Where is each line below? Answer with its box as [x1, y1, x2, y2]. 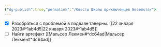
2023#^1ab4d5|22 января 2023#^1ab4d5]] [11, 26, 98, 31]
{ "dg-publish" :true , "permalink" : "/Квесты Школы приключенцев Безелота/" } [4, 7, 157, 12]
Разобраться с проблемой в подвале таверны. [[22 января [11, 20, 133, 26]
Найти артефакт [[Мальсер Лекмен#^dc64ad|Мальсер [11, 31, 125, 37]
